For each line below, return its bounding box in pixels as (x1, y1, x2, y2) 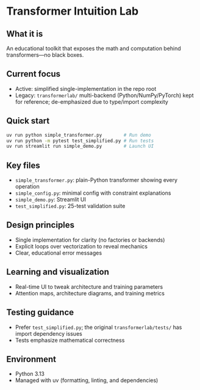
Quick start (6, 116, 50, 126)
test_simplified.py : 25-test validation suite (15, 203, 126, 210)
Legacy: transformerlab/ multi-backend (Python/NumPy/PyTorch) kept (15, 92, 194, 99)
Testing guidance (6, 307, 74, 318)
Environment (6, 354, 57, 364)
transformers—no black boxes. (6, 51, 84, 59)
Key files (6, 160, 41, 170)
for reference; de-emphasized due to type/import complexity (15, 98, 169, 105)
